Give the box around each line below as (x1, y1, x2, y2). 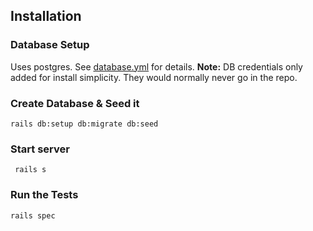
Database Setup (10, 38, 90, 52)
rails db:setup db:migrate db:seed (10, 119, 159, 129)
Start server (10, 142, 70, 156)
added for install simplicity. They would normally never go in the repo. (10, 71, 298, 83)
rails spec (10, 210, 56, 221)
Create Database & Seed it (10, 96, 140, 110)
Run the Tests (10, 188, 79, 202)
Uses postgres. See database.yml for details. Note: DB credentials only (10, 60, 303, 73)
